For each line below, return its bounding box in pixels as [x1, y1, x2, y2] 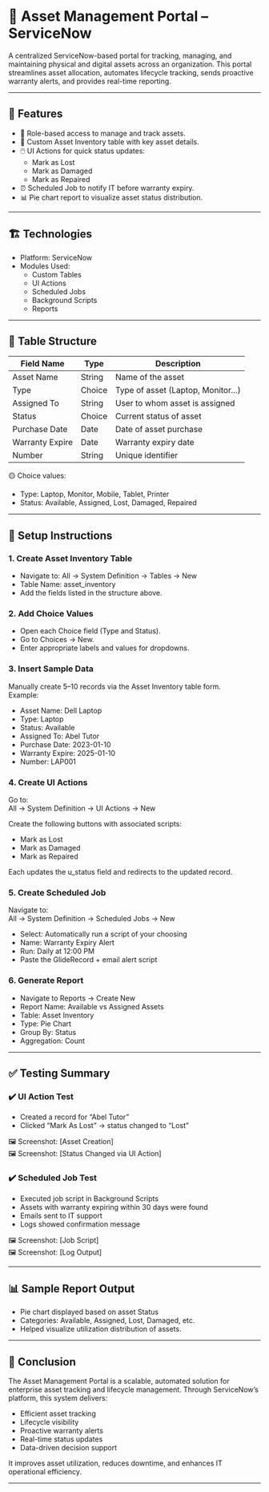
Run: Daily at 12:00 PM [19, 946, 94, 956]
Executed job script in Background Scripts [19, 1194, 159, 1203]
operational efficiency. [8, 1467, 82, 1477]
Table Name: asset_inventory [19, 580, 116, 589]
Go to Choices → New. [19, 635, 94, 645]
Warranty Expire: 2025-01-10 [19, 748, 116, 758]
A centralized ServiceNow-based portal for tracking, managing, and [8, 51, 232, 60]
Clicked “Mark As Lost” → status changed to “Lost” [19, 1121, 190, 1130]
